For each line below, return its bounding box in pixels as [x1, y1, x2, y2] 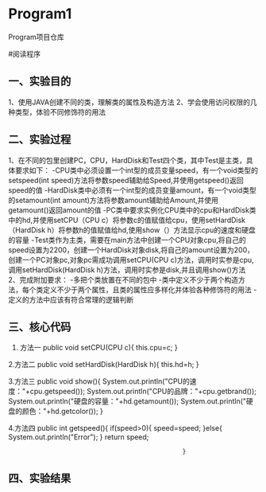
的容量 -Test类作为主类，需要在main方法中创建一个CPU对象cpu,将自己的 [8, 235, 246, 244]
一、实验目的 [8, 75, 71, 88]
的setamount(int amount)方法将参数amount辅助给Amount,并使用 [8, 195, 219, 205]
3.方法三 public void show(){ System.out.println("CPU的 [8, 377, 191, 386]
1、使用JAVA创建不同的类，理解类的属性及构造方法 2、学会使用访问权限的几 [8, 97, 257, 107]
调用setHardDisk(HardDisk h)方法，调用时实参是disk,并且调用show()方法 [8, 264, 246, 275]
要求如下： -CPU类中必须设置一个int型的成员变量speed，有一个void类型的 [14, 165, 259, 175]
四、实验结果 [8, 471, 71, 485]
